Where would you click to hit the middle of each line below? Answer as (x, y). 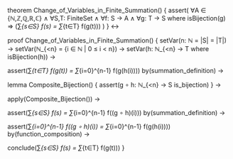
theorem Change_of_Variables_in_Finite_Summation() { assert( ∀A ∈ (107, 10)
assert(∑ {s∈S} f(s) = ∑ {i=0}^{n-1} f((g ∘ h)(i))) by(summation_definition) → (116, 113)
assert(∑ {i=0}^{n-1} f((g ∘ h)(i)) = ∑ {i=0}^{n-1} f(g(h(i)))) (89, 126)
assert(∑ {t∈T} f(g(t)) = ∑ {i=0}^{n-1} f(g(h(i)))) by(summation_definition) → (115, 71)
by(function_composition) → (49, 134)
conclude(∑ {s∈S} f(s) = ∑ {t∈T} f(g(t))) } (66, 148)
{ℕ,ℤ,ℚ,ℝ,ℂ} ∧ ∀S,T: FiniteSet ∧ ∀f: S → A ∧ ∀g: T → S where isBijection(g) (116, 18)
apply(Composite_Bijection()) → (54, 99)
